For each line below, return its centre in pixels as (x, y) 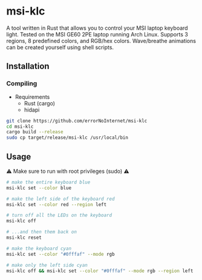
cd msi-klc (20, 126)
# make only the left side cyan (47, 265)
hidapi (32, 110)
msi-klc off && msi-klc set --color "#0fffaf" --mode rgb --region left (100, 271)
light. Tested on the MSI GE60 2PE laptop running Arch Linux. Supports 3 (97, 34)
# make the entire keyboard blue (48, 182)
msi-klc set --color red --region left (57, 204)
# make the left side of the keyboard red (60, 199)
